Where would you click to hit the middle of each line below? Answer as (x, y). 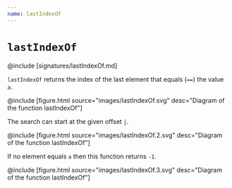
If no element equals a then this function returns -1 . (82, 156)
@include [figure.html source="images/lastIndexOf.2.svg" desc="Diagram (115, 135)
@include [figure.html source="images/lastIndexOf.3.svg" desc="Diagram (115, 170)
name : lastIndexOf (34, 14)
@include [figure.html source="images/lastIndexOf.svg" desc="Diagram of (116, 100)
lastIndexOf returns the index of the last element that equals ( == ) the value (116, 79)
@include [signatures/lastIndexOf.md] (62, 65)
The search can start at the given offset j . (68, 121)
